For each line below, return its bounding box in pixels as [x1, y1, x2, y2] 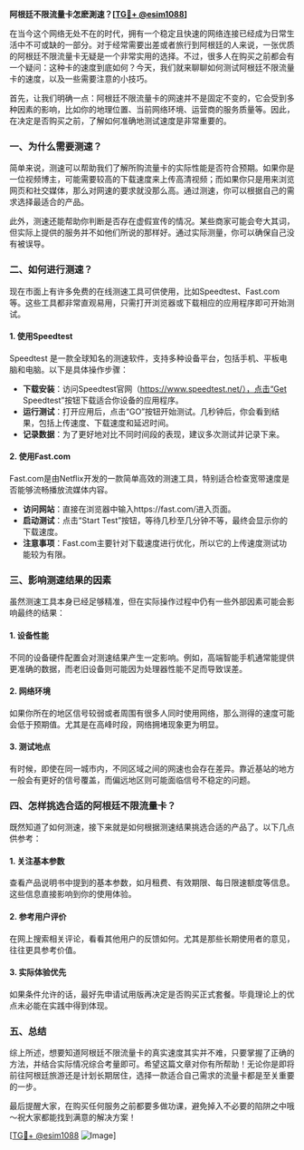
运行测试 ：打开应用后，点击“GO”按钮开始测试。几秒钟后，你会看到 [22, 405, 272, 416]
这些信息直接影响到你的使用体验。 [9, 889, 137, 900]
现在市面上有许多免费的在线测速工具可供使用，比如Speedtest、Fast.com [9, 286, 280, 297]
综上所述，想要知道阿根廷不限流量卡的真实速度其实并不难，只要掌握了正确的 [9, 1048, 295, 1058]
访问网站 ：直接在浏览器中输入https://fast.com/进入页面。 [22, 503, 236, 514]
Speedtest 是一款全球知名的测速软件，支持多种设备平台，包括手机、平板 [9, 353, 280, 364]
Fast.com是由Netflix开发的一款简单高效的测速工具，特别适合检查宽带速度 [9, 473, 282, 483]
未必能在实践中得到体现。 [16, 999, 113, 1010]
